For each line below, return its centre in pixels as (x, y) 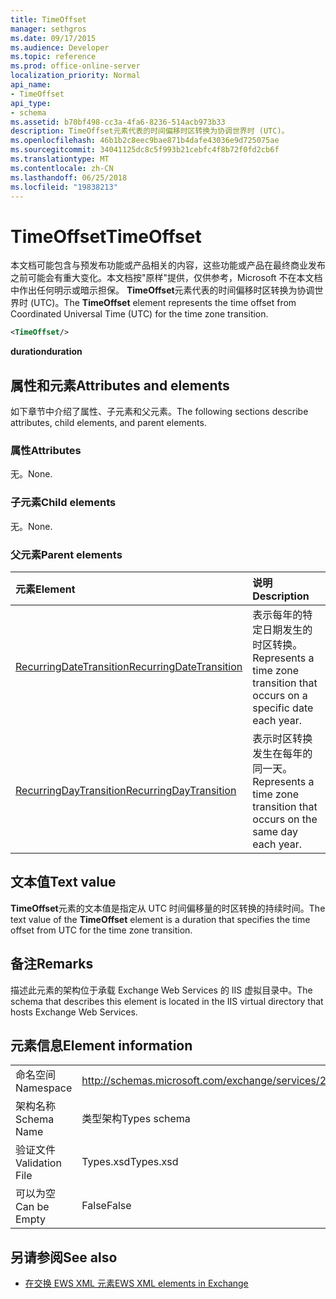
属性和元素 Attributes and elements (120, 385)
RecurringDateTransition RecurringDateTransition (129, 666)
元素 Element (45, 589)
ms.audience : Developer (60, 47)
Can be (32, 1207)
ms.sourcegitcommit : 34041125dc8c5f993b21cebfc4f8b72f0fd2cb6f (145, 150)
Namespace (44, 1088)
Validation (38, 1163)
